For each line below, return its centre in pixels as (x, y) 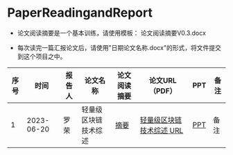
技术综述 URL (162, 130)
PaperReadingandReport (80, 13)
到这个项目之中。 (42, 56)
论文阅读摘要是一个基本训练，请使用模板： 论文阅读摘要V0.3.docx (112, 33)
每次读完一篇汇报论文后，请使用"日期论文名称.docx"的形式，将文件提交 (119, 47)
